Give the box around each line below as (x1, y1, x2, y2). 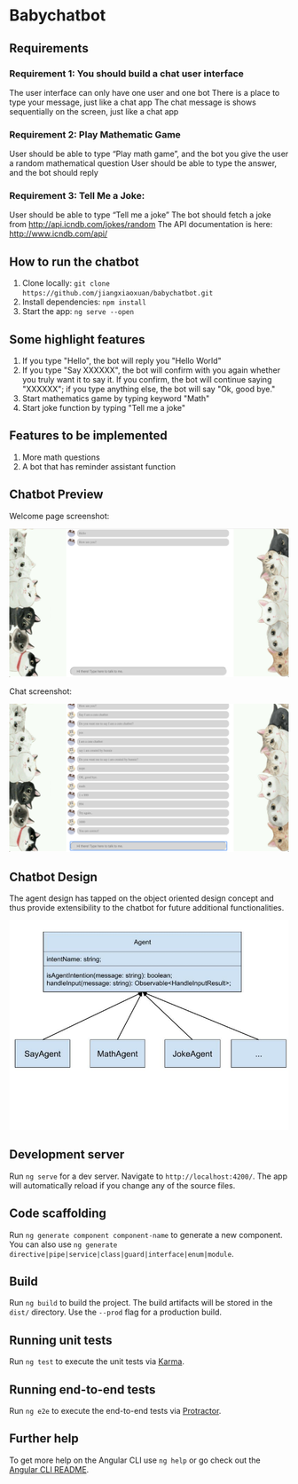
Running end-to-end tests (9, 1382, 156, 1397)
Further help (9, 1431, 80, 1447)
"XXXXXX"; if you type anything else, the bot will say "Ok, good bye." (21, 383, 276, 395)
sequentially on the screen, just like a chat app (9, 106, 179, 116)
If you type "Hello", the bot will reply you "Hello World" (21, 356, 222, 367)
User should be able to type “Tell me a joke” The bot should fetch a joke (9, 209, 272, 220)
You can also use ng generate (9, 1239, 118, 1250)
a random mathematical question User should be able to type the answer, (9, 158, 278, 169)
